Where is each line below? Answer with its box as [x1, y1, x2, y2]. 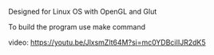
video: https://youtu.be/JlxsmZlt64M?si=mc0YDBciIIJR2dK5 [8, 37, 206, 47]
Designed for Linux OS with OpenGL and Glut [8, 7, 157, 16]
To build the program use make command [8, 22, 146, 31]
